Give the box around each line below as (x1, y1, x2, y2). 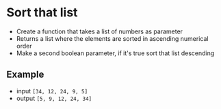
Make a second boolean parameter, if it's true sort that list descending (16, 49, 215, 57)
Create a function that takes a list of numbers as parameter (16, 27, 183, 35)
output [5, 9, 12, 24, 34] (16, 94, 92, 102)
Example (6, 69, 44, 80)
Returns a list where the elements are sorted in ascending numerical (16, 34, 209, 42)
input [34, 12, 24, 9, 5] (16, 87, 88, 95)
